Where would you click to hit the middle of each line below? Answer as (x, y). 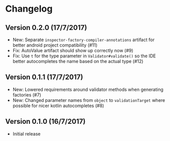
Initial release (26, 134)
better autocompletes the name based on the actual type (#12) (78, 61)
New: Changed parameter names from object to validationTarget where (89, 100)
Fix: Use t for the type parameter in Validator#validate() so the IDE (84, 56)
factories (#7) (27, 95)
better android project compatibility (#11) (55, 45)
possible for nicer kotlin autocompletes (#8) (58, 105)
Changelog (29, 9)
